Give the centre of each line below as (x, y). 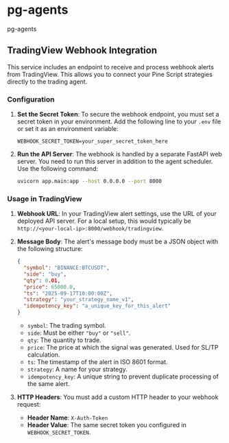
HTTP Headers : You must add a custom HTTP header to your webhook (118, 397)
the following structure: (50, 249)
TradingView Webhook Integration (82, 50)
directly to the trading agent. (47, 82)
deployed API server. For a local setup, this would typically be (104, 221)
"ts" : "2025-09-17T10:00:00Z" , (68, 294)
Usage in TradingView (45, 199)
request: (29, 405)
